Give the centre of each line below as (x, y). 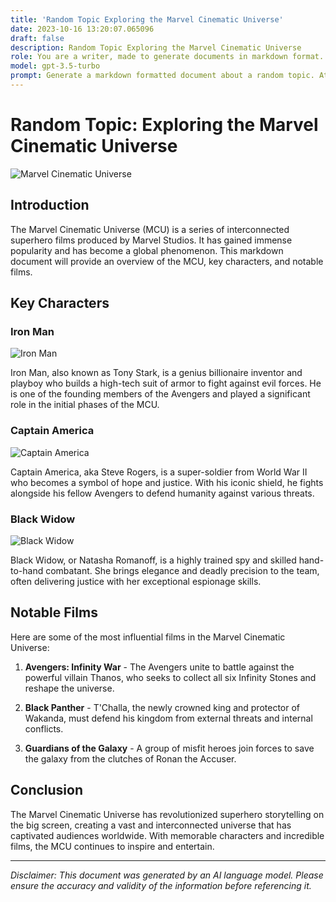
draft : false (37, 38)
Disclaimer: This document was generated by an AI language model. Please (167, 875)
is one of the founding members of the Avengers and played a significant (160, 394)
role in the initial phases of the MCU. (85, 405)
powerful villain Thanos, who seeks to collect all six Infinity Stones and (170, 677)
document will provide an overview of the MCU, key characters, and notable (167, 261)
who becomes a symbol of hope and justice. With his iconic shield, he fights (167, 482)
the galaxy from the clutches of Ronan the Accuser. (130, 758)
